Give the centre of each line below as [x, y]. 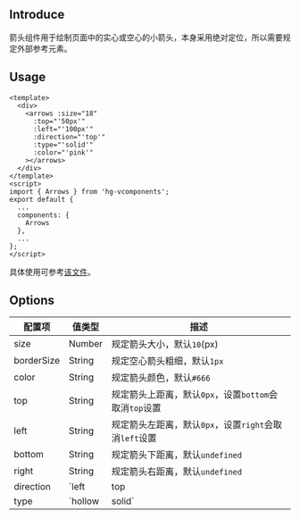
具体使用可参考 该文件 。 [52, 272]
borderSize [37, 361]
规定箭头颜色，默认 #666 [161, 378]
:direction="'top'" [69, 137]
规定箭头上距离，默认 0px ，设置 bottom [190, 395]
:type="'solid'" [63, 145]
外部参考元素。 [44, 48]
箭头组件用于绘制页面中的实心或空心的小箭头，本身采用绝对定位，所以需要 [146, 37]
